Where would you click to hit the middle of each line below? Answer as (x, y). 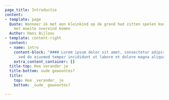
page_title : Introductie (31, 10)
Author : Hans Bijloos (32, 33)
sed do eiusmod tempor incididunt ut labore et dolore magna (84, 57)
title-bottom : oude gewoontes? (42, 71)
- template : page (23, 19)
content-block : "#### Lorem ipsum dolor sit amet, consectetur (82, 52)
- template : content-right (33, 38)
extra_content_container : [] (44, 62)
